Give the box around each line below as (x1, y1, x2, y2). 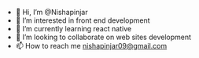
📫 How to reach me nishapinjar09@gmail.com (15, 42, 168, 50)
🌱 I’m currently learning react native (15, 24, 132, 33)
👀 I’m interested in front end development (15, 16, 151, 25)
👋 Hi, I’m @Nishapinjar (15, 8, 88, 16)
